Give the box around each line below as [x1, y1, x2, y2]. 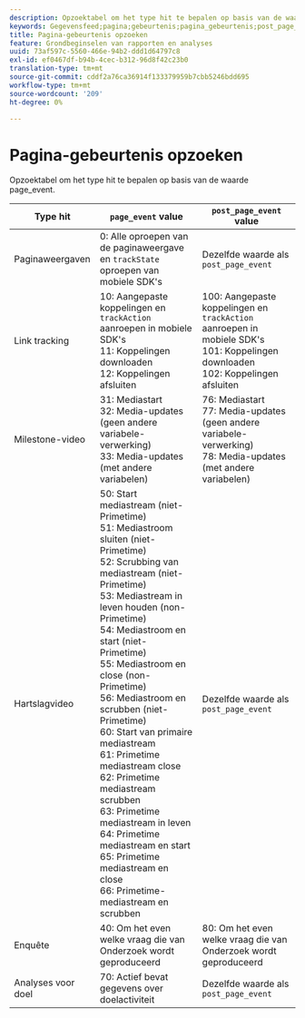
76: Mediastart [202, 394, 265, 406]
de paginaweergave [99, 241, 184, 254]
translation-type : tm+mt [9, 64, 103, 73]
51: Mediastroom [99, 522, 173, 534]
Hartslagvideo [14, 698, 74, 710]
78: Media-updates [202, 450, 286, 463]
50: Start [99, 487, 138, 500]
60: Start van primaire [99, 726, 193, 739]
